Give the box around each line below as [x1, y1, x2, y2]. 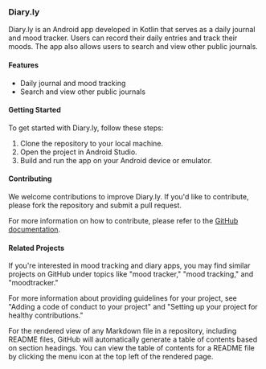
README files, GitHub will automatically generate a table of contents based [8, 334, 258, 344]
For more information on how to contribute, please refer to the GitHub [8, 215, 239, 225]
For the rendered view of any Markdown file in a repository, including [8, 326, 237, 336]
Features [8, 59, 39, 70]
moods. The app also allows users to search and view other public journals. [8, 42, 259, 51]
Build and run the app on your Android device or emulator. [19, 155, 213, 165]
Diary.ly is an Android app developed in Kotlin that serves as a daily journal [8, 25, 256, 35]
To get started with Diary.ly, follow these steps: [8, 123, 164, 133]
